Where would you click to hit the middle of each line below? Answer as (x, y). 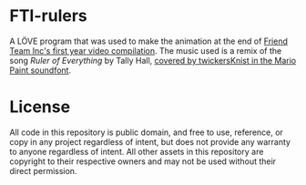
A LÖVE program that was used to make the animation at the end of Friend (149, 41)
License (40, 107)
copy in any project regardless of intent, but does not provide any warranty (150, 141)
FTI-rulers (49, 16)
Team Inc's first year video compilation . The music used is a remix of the (146, 50)
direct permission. (43, 170)
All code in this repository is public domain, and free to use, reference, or (147, 132)
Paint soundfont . (40, 70)
